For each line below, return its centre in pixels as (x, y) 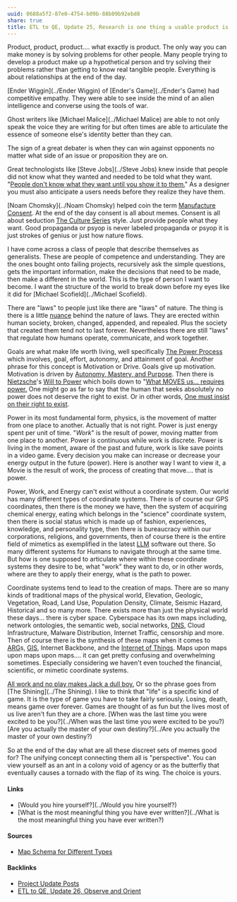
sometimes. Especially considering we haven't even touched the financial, (115, 663)
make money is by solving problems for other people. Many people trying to (117, 54)
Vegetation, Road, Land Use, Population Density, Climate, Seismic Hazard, (115, 603)
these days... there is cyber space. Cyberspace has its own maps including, (117, 618)
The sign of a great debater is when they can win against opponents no (111, 148)
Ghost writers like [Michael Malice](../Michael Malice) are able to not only (114, 119)
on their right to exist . (38, 404)
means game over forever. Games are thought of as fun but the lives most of (118, 706)
